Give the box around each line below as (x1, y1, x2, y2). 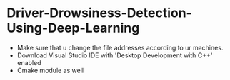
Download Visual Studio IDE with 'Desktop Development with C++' (16, 51, 213, 59)
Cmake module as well (16, 66, 84, 74)
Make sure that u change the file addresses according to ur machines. (16, 43, 224, 52)
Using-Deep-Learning (6, 20, 140, 36)
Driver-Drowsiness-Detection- (6, 5, 192, 21)
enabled (16, 58, 41, 67)
